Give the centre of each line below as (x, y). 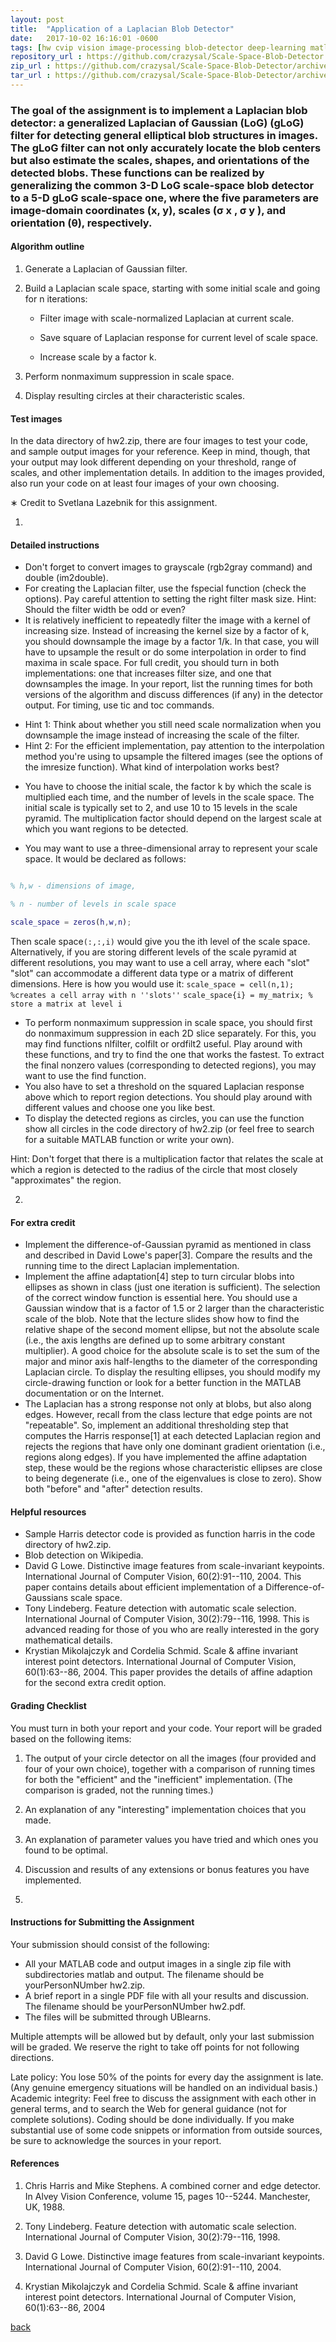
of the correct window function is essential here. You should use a (161, 1298)
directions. (32, 2057)
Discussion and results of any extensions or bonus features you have (167, 1869)
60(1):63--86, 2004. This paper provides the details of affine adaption (168, 1672)
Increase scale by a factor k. (98, 357)
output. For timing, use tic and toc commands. (119, 705)
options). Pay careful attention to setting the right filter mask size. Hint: (170, 599)
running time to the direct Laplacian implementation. (132, 1266)
